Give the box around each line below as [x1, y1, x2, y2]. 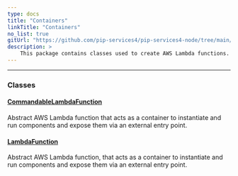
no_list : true [7, 30, 50, 38]
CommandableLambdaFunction [7, 97, 103, 106]
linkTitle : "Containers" [7, 23, 81, 31]
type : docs [7, 10, 40, 18]
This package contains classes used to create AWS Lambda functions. [20, 50, 230, 57]
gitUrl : [7, 37, 30, 44]
